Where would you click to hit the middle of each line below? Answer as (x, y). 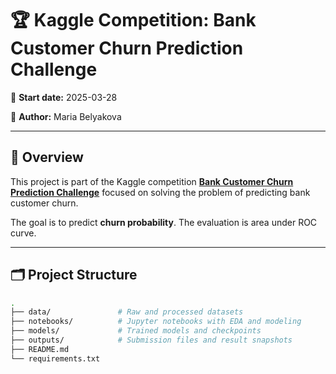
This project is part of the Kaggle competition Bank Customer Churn (152, 181)
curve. (23, 233)
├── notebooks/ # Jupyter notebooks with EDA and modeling (156, 322)
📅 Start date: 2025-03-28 (64, 97)
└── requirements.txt (55, 358)
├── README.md (40, 349)
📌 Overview (47, 157)
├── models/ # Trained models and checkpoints (136, 331)
